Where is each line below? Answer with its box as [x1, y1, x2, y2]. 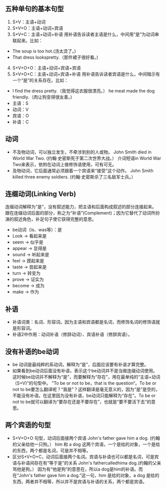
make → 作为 [12, 289, 39, 295]
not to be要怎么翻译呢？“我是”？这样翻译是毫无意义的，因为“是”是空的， [12, 387, 160, 393]
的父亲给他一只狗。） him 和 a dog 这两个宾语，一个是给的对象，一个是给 [12, 441, 160, 447]
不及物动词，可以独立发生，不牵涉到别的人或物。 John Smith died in [12, 149, 152, 155]
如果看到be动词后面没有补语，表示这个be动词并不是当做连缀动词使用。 [12, 368, 158, 374]
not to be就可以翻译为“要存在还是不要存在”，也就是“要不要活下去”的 [12, 399, 152, 405]
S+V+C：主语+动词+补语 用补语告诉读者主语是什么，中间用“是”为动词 [12, 31, 155, 37]
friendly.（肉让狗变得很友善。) [12, 94, 72, 100]
